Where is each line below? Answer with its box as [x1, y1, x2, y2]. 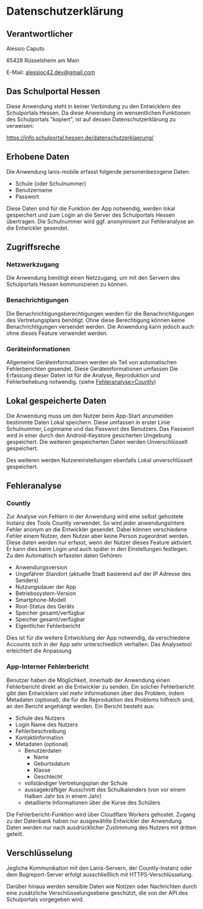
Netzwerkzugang [6, 260, 59, 269]
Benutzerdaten [24, 747, 62, 754]
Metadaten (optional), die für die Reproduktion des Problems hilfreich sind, [6, 696, 194, 703]
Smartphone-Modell [15, 596, 66, 604]
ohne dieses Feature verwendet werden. [6, 329, 108, 337]
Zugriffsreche [6, 242, 61, 252]
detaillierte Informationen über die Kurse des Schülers [24, 799, 161, 806]
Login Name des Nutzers [15, 720, 78, 728]
